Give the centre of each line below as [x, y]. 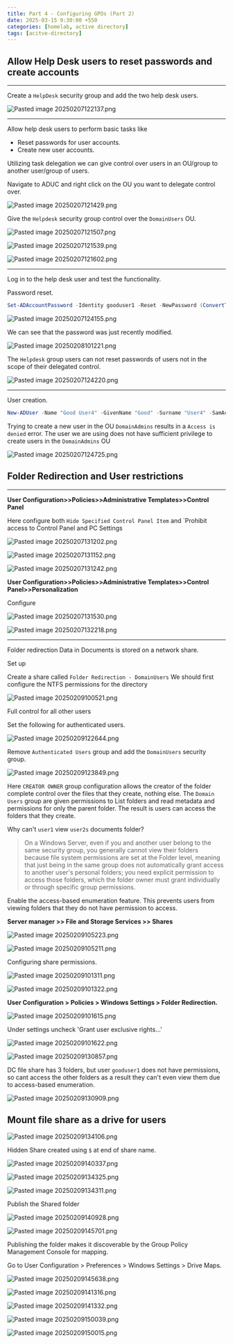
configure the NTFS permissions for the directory [77, 684]
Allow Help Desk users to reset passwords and [110, 61]
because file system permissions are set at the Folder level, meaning [122, 857]
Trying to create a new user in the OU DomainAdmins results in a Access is [112, 426]
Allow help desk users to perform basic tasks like [77, 129]
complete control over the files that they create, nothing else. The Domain [111, 793]
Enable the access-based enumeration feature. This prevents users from [111, 900]
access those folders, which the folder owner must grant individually [122, 880]
